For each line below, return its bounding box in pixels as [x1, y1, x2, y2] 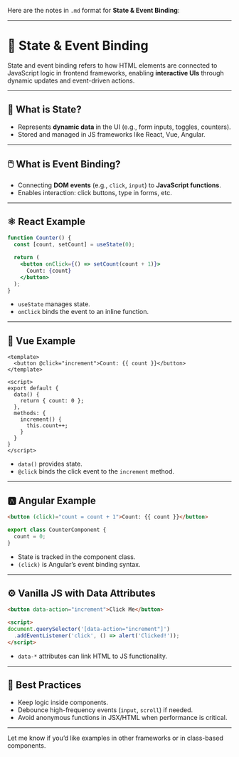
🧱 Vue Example [7, 335, 76, 347]
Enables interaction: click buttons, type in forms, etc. [17, 188, 173, 197]
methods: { [14, 409, 46, 417]
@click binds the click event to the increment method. [17, 467, 175, 476]
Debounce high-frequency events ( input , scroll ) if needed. [17, 705, 193, 714]
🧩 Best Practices [7, 679, 82, 691]
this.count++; [26, 422, 69, 429]
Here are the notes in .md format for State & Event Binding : [7, 6, 180, 14]
